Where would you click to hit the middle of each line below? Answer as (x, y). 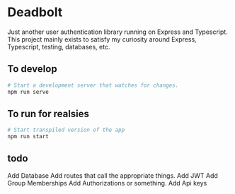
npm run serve (28, 92)
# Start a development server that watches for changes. (93, 85)
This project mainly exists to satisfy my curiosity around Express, (102, 39)
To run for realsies (48, 114)
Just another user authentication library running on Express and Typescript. (117, 32)
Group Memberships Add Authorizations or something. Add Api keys (107, 183)
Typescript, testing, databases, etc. (59, 47)
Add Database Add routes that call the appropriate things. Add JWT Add (113, 175)
